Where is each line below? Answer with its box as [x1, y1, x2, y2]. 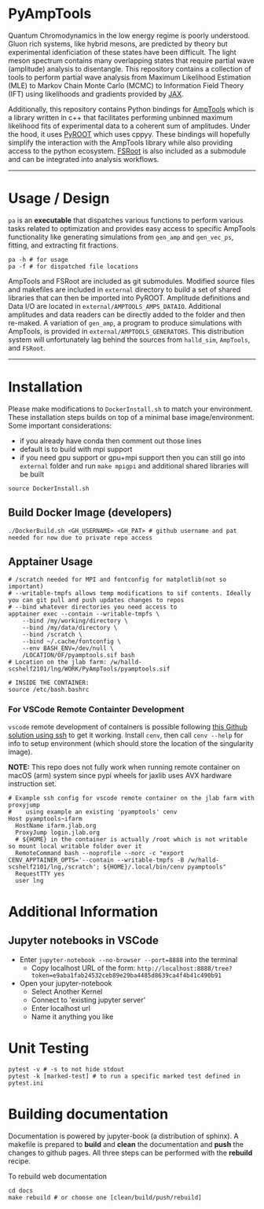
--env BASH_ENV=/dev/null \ [22, 645, 114, 652]
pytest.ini [8, 1079, 44, 1087]
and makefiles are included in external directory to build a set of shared [8, 285, 241, 294]
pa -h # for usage [8, 255, 68, 263]
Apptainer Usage [8, 555, 93, 568]
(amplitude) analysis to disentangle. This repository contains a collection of [8, 64, 251, 73]
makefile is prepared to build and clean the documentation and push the [8, 1139, 244, 1148]
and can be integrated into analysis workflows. [8, 154, 159, 164]
